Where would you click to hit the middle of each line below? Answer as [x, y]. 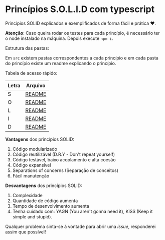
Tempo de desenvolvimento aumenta [51, 206]
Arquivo [36, 85]
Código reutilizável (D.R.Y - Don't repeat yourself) [64, 154]
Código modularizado [35, 149]
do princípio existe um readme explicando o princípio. [61, 63]
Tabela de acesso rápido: [31, 73]
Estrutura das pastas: [27, 48]
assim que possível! [26, 232]
